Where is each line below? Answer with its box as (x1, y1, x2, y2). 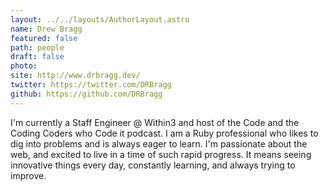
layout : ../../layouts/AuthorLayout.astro (10, 14, 190, 25)
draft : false (10, 52, 65, 62)
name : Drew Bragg (10, 24, 83, 34)
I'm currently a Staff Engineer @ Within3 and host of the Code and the (10, 116, 300, 128)
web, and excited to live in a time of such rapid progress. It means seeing (10, 148, 312, 160)
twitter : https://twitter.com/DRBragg (10, 80, 172, 90)
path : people (10, 42, 65, 53)
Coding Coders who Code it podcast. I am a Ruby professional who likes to (10, 127, 319, 139)
